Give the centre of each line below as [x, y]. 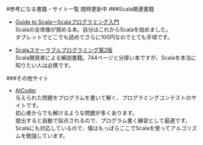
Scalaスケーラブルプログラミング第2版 [64, 50]
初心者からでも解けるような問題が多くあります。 [76, 113]
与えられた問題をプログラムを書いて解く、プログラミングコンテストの [103, 97]
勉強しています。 [47, 136]
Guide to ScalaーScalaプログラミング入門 [67, 22]
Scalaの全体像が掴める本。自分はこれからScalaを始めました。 [93, 30]
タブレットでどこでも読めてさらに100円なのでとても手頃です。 [94, 37]
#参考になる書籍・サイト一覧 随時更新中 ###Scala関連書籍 [80, 9]
